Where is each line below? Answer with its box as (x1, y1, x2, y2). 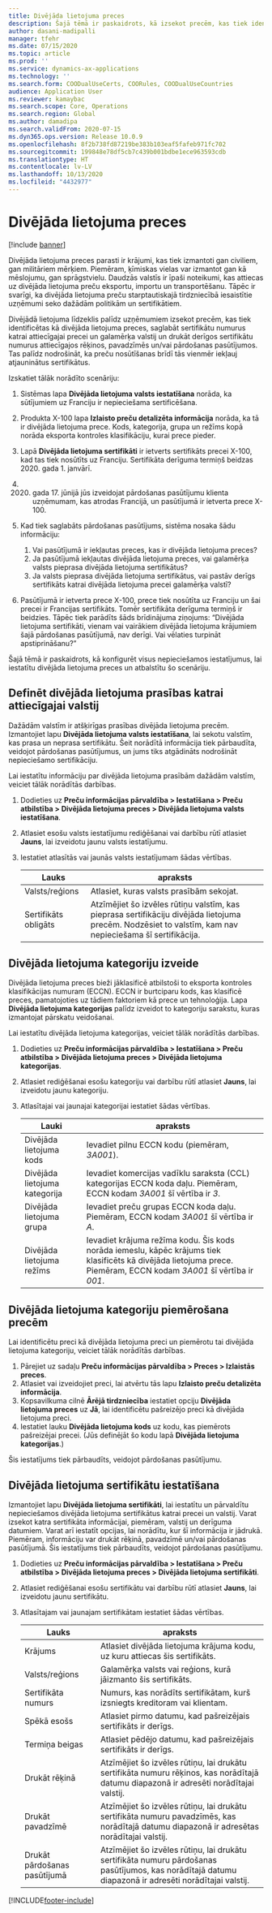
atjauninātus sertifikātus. (8, 357, 91, 367)
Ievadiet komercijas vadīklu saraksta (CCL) (86, 1168, 250, 1179)
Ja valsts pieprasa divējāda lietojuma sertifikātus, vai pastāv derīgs (32, 571, 256, 580)
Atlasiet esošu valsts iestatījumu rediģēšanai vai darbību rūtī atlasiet (19, 828, 247, 838)
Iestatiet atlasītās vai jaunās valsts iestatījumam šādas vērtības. (19, 852, 232, 862)
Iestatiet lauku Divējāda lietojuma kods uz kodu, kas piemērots (19, 1422, 231, 1432)
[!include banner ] (8, 239, 66, 249)
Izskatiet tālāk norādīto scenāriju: (8, 373, 120, 382)
